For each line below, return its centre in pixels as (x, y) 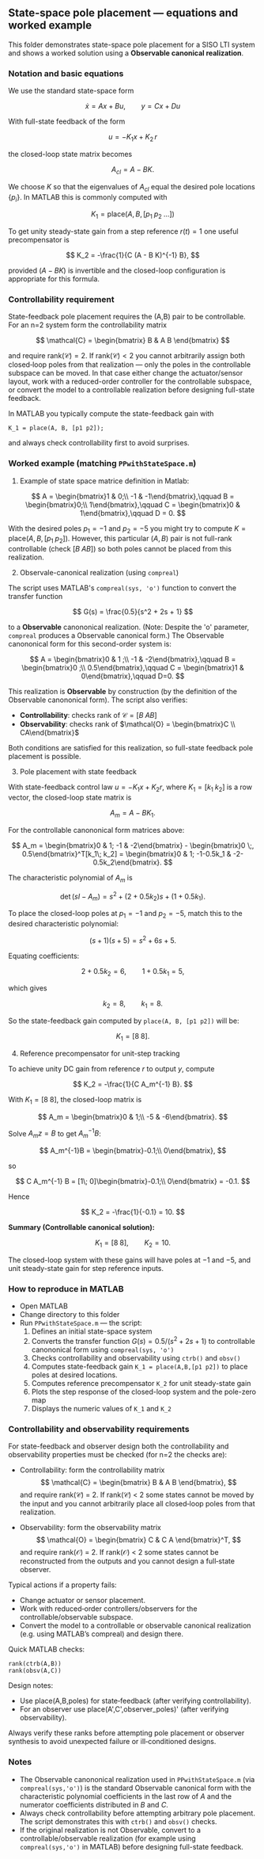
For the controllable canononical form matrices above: (96, 830)
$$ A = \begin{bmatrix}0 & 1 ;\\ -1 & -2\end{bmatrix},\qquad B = (133, 659)
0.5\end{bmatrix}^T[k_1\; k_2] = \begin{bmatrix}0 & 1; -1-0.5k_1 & (127, 853)
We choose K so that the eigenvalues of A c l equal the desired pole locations (132, 187)
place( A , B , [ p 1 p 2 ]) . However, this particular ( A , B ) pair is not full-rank (120, 540)
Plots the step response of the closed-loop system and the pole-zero (144, 1391)
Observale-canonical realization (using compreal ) (99, 573)
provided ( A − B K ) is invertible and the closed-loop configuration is (117, 271)
